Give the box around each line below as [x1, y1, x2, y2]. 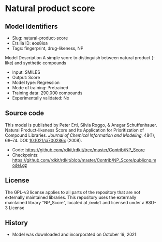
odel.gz [12, 162, 28, 168]
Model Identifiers [5, 22, 58, 31]
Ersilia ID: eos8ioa [12, 40, 48, 46]
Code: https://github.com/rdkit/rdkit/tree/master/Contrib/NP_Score [12, 146, 145, 153]
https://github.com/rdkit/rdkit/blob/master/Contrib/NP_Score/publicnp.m [12, 157, 157, 163]
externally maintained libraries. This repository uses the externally [5, 194, 137, 200]
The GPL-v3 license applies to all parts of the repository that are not [5, 189, 141, 195]
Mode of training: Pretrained [12, 85, 69, 90]
